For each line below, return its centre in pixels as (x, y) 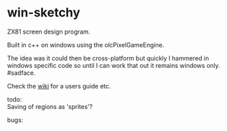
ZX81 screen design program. (49, 32)
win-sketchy (44, 13)
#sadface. (21, 73)
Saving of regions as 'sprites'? (50, 106)
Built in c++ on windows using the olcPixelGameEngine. (86, 45)
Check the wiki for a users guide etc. (59, 86)
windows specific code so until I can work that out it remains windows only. (114, 65)
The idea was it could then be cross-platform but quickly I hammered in (108, 58)
